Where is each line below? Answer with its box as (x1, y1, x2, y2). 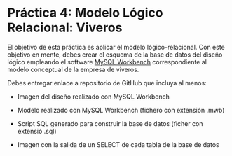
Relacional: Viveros (7, 20, 123, 36)
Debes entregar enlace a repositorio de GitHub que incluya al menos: (7, 78, 207, 87)
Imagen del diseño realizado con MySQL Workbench (17, 92, 170, 101)
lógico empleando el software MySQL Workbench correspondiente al (7, 57, 207, 66)
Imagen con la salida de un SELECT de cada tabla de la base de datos (17, 140, 219, 148)
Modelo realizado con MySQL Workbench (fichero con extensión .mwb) (17, 106, 225, 114)
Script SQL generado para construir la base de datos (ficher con (17, 119, 203, 127)
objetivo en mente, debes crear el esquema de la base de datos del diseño (7, 50, 223, 59)
